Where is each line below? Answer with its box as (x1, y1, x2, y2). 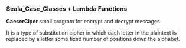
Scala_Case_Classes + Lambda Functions (6, 5, 128, 13)
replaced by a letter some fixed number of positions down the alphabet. (6, 36, 180, 43)
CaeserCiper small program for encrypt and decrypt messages (6, 18, 161, 25)
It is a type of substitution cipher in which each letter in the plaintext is (6, 29, 177, 36)
